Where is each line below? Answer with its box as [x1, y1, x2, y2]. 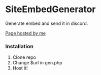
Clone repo [12, 54, 37, 60]
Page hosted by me [5, 30, 46, 36]
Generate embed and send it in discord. [5, 20, 88, 26]
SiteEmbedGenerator [5, 4, 96, 15]
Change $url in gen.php [12, 60, 62, 66]
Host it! [12, 65, 28, 71]
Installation [5, 43, 34, 50]
